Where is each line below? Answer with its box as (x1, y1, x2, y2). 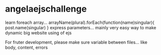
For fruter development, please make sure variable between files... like (5, 39, 148, 45)
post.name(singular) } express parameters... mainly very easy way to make (5, 24, 157, 30)
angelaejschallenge (5, 3, 87, 15)
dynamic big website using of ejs (5, 30, 72, 36)
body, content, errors (5, 44, 48, 50)
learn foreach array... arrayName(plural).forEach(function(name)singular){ (5, 19, 155, 25)
